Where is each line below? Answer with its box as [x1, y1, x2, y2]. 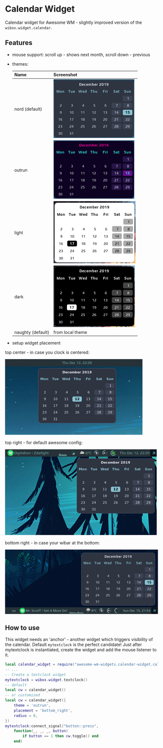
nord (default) [14, 106, 42, 112]
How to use [5, 624, 40, 632]
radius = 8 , [14, 713, 38, 718]
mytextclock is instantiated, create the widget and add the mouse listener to [5, 647, 157, 653]
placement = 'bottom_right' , [14, 708, 73, 713]
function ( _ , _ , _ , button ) [14, 729, 68, 733]
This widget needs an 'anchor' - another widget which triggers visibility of [5, 637, 153, 643]
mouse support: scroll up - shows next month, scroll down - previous [12, 52, 150, 57]
